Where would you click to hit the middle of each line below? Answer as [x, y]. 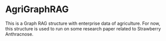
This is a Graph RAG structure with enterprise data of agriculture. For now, [83, 23]
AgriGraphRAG [37, 9]
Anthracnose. [20, 34]
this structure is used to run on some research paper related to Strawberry [83, 28]
